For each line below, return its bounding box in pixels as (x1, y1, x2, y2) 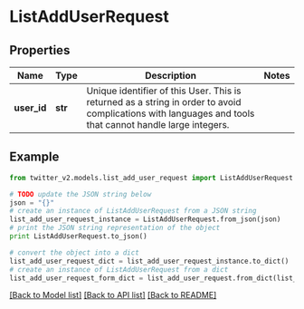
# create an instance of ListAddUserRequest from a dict (9, 265, 229, 274)
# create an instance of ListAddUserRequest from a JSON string (9, 207, 257, 216)
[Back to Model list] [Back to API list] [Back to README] (9, 290, 217, 301)
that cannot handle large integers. (86, 119, 230, 130)
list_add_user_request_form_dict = (9, 274, 144, 283)
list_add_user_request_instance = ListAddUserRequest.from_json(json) (9, 215, 281, 224)
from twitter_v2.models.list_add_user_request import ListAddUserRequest (9, 173, 294, 182)
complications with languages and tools (86, 107, 255, 120)
